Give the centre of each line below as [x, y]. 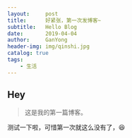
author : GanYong [38, 40]
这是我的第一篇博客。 [55, 113]
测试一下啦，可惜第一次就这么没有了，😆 [66, 127]
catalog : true [28, 54]
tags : [15, 60]
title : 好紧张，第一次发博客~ [54, 20]
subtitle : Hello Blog [42, 27]
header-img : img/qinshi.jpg [49, 46]
